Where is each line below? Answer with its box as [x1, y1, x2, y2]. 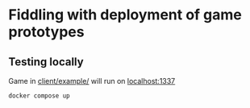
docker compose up [8, 92, 70, 100]
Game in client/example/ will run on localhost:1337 [8, 77, 176, 85]
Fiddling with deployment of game [8, 6, 242, 24]
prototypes [8, 23, 85, 41]
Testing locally [8, 55, 84, 69]
